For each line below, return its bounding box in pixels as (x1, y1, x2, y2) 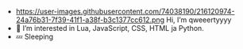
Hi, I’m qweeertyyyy (166, 15, 232, 24)
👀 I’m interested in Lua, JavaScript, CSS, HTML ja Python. (15, 24, 204, 32)
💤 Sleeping (15, 32, 54, 41)
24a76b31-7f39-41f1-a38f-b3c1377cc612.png (15, 15, 165, 24)
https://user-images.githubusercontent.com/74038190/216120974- (15, 7, 235, 16)
